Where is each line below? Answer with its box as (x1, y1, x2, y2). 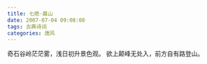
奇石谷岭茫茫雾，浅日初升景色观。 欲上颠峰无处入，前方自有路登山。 (7, 49, 204, 58)
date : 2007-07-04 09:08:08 (7, 17, 85, 24)
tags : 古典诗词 (7, 23, 47, 30)
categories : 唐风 (7, 29, 56, 37)
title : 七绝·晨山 (7, 10, 53, 17)
